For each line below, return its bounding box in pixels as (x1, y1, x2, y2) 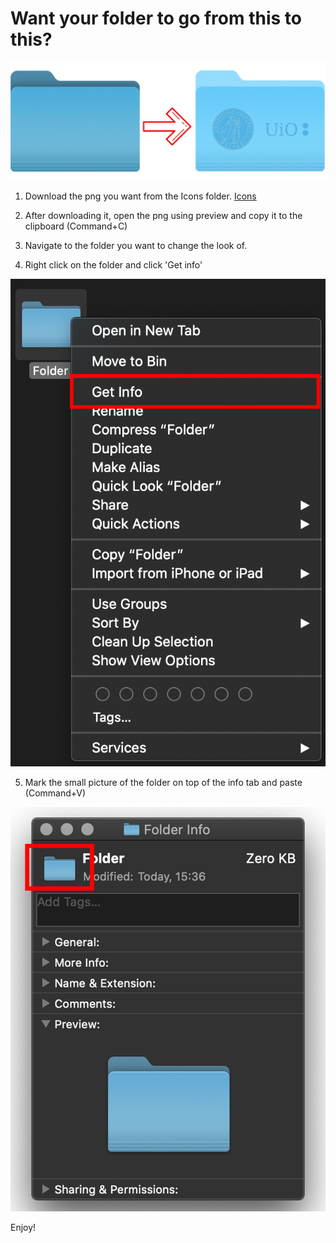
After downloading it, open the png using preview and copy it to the (24, 210, 303, 222)
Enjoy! (10, 1222, 37, 1234)
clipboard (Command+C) (24, 220, 128, 232)
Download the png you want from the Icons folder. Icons (24, 190, 257, 202)
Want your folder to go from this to (10, 7, 302, 30)
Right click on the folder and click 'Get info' (24, 259, 203, 271)
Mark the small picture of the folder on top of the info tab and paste (24, 777, 303, 789)
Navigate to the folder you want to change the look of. (24, 240, 248, 252)
